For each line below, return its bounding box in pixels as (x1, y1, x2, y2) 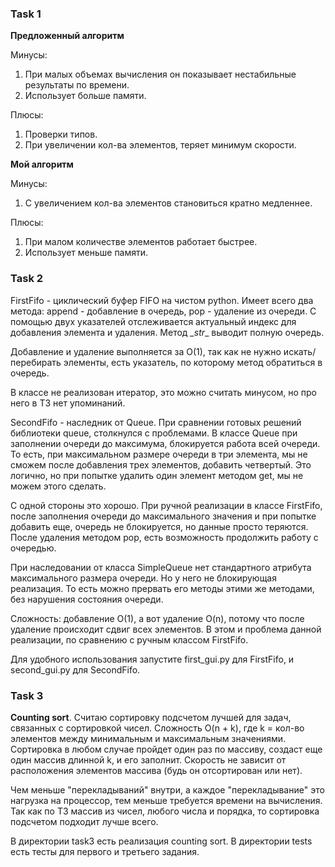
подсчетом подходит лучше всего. (10, 815, 159, 827)
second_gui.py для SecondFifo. (10, 663, 141, 676)
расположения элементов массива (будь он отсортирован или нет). (10, 764, 303, 776)
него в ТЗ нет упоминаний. (10, 397, 126, 409)
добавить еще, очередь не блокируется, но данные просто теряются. (10, 520, 309, 532)
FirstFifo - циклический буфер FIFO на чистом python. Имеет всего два (10, 294, 314, 306)
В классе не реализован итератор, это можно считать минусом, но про (10, 386, 317, 398)
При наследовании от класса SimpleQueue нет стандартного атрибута (10, 561, 312, 573)
